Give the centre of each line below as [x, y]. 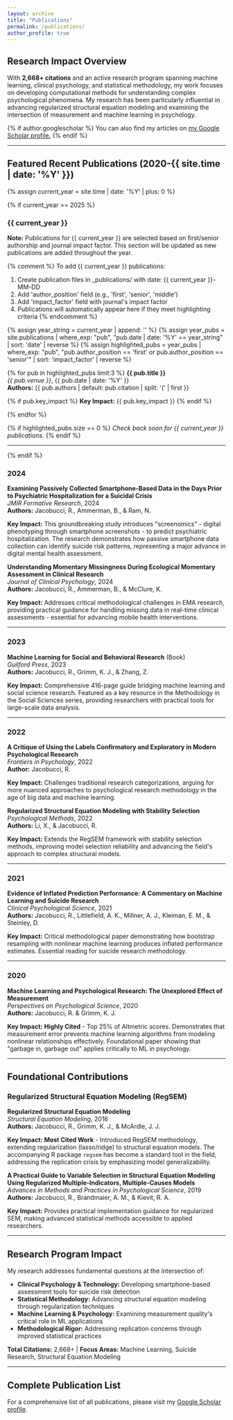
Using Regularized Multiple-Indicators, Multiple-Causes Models [101, 1183]
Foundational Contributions [68, 1077]
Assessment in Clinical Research [55, 574]
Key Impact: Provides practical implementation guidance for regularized [110, 1211]
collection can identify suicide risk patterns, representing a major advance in [116, 546]
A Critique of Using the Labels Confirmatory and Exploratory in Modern [112, 747]
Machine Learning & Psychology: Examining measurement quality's [115, 1314]
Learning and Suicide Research [53, 901]
